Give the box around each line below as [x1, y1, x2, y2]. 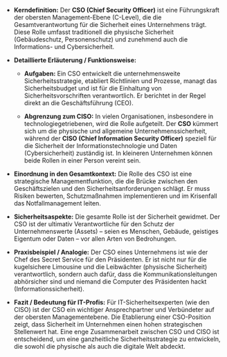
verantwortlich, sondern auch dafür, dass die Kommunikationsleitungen [13, 270, 218, 278]
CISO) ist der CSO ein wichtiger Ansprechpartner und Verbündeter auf [13, 306, 215, 313]
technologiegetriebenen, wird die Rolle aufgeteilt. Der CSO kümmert [24, 120, 219, 127]
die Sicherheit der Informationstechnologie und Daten [24, 142, 178, 149]
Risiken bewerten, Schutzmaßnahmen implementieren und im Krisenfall [13, 192, 217, 200]
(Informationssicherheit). [13, 285, 84, 293]
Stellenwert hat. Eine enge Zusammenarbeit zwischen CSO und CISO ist [13, 328, 219, 336]
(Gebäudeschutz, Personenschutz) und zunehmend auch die [13, 35, 188, 44]
